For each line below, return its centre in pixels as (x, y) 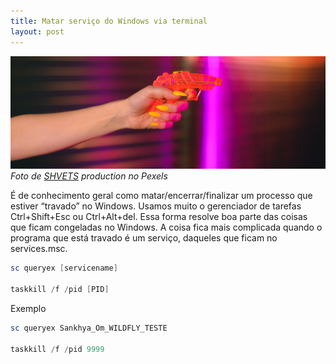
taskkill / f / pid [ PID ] (60, 289)
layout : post (37, 31)
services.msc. (39, 249)
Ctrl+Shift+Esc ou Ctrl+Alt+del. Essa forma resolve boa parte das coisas (159, 217)
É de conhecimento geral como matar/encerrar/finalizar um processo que (161, 196)
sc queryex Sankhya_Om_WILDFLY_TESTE (89, 328)
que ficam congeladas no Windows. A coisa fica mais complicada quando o (166, 227)
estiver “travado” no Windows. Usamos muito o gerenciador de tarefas (156, 206)
